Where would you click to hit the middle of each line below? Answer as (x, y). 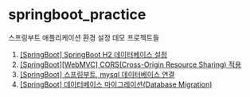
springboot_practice (77, 15)
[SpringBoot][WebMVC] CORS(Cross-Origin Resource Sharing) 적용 (131, 64)
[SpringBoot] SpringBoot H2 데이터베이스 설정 (94, 54)
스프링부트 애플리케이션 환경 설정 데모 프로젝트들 (84, 37)
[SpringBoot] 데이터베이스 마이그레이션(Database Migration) (116, 84)
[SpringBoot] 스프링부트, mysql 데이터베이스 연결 (97, 74)
